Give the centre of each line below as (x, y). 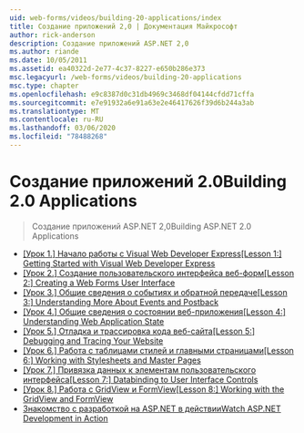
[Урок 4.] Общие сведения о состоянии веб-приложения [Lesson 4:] (154, 312)
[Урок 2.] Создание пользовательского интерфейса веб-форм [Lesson (158, 273)
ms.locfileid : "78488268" (58, 137)
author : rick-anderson (52, 35)
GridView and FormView (68, 398)
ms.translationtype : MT (55, 111)
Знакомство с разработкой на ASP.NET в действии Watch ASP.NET (152, 408)
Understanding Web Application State (93, 321)
